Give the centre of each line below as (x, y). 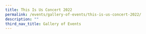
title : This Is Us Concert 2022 (39, 10)
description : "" (22, 19)
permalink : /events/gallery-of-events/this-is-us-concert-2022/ (73, 14)
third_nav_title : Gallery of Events (43, 24)
